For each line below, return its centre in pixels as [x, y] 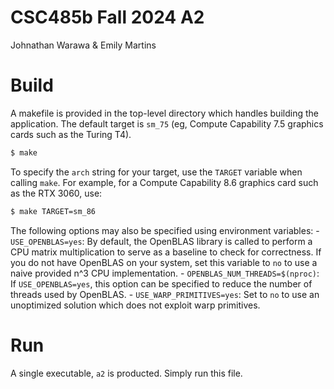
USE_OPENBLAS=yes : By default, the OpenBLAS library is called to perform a [161, 241]
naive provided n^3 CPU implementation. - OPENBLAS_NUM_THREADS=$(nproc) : [165, 273]
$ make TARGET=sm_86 [53, 211]
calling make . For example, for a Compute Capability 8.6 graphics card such [164, 182]
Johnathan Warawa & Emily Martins [83, 45]
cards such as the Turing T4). [71, 134]
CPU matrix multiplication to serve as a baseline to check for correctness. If [166, 252]
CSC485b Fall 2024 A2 [107, 17]
